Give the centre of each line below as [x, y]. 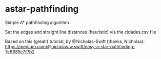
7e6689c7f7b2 [20, 52]
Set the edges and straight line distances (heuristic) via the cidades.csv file [80, 32]
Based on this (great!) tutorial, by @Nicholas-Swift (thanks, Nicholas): [75, 41]
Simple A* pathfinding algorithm [37, 22]
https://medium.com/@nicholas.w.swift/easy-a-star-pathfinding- [70, 46]
